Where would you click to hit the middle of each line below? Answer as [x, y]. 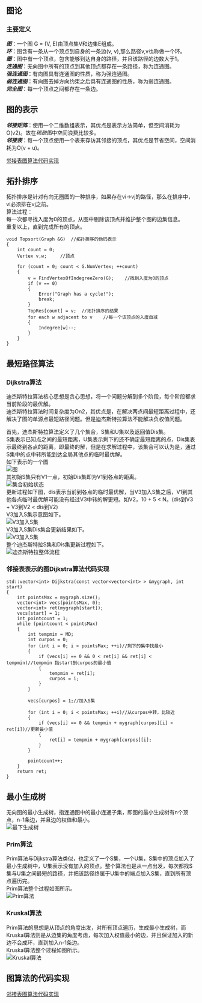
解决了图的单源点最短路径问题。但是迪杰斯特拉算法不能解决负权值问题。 [96, 419]
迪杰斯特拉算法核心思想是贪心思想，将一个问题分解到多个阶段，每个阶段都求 [101, 396]
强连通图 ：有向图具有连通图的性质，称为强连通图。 [69, 73]
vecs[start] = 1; [39, 614]
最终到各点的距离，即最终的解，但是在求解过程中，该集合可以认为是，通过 [103, 447]
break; [47, 299]
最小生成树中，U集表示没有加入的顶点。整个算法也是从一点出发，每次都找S [99, 866]
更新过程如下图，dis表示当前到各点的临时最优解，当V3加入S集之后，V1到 [97, 492]
